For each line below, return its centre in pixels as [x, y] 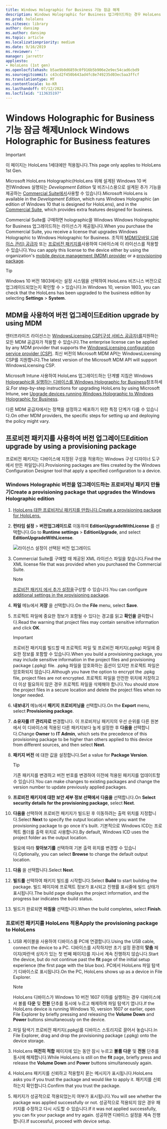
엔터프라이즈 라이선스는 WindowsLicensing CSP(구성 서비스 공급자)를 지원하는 [82, 336]
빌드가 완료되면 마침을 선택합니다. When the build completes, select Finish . [87, 909]
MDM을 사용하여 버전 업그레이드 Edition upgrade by [83, 315]
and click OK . [27, 628]
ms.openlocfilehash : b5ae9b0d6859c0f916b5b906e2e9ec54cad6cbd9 [73, 70]
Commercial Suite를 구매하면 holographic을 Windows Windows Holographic [83, 220]
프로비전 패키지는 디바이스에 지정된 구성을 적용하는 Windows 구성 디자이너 [78, 459]
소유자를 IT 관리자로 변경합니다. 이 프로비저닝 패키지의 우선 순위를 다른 [81, 722]
